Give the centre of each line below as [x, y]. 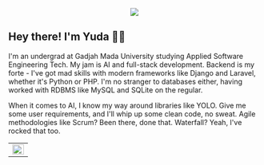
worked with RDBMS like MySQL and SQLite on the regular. [106, 90]
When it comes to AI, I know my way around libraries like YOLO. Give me [127, 105]
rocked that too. [34, 131]
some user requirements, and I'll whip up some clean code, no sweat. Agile [132, 114]
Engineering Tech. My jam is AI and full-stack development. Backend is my [131, 65]
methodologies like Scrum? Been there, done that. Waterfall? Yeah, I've [125, 122]
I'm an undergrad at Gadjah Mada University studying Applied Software [126, 56]
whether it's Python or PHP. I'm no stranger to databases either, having [125, 81]
